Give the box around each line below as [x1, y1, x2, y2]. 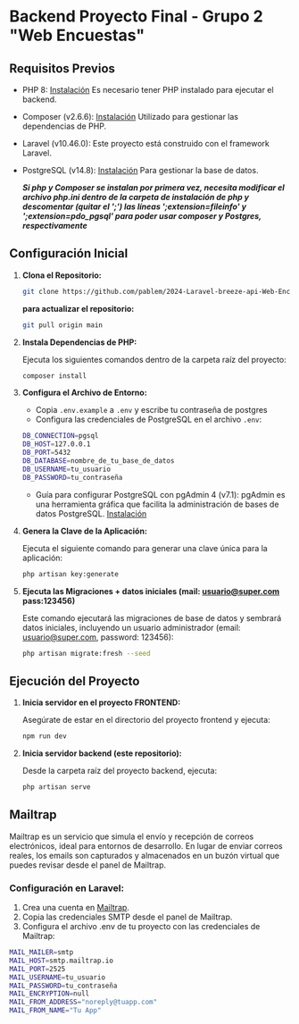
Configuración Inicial [9, 246, 129, 261]
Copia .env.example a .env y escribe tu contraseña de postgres [35, 405, 268, 415]
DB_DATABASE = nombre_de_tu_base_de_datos [21, 457, 175, 466]
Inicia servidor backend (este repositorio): [21, 748, 183, 759]
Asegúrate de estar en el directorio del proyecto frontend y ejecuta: [21, 715, 270, 726]
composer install [21, 371, 87, 381]
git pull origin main [21, 320, 103, 330]
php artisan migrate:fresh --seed [21, 649, 151, 658]
